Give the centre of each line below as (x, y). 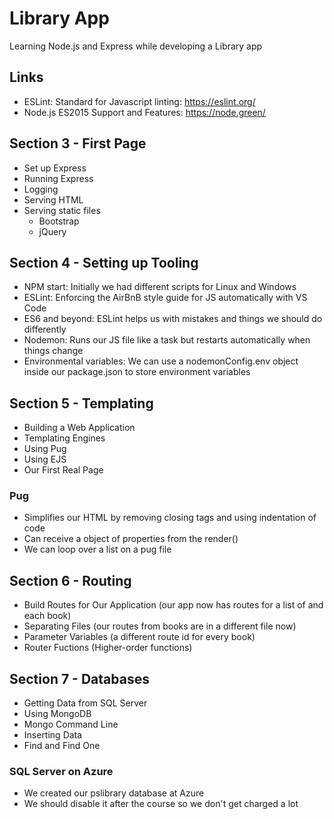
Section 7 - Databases (79, 678)
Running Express (58, 178)
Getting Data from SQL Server (85, 703)
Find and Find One (62, 746)
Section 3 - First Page (78, 143)
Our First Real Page (63, 470)
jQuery (52, 231)
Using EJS (45, 459)
